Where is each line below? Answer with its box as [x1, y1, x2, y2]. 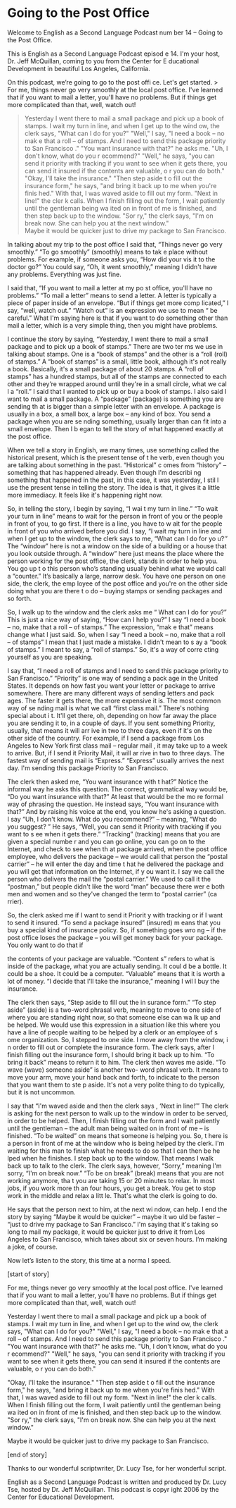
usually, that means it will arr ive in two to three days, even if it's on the [7, 726, 213, 734]
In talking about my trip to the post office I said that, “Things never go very [7, 240, 223, 248]
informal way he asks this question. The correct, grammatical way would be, [7, 784, 228, 793]
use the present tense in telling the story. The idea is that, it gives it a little [7, 483, 220, 491]
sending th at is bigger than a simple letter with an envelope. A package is [7, 402, 221, 410]
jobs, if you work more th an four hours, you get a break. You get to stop [7, 1184, 216, 1192]
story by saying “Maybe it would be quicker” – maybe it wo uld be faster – [7, 1212, 221, 1220]
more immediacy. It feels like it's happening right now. [7, 490, 163, 499]
